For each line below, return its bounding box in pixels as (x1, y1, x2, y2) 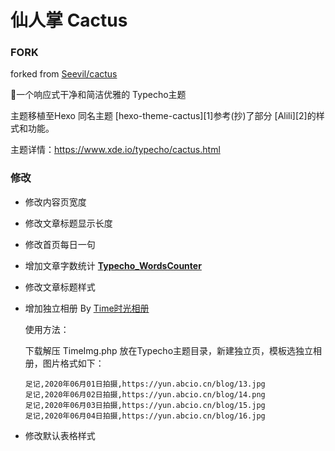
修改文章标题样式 (24, 281, 96, 293)
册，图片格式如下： (24, 357, 105, 369)
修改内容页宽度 (24, 196, 87, 208)
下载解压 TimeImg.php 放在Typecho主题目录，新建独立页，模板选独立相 (24, 344, 323, 356)
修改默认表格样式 (24, 429, 96, 441)
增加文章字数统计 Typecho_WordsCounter (24, 259, 202, 271)
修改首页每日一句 (24, 238, 96, 250)
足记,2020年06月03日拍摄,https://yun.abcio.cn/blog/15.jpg (24, 400, 266, 410)
